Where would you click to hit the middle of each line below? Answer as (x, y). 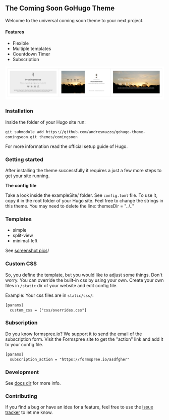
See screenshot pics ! (27, 251)
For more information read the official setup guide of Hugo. (67, 146)
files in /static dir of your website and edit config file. (61, 285)
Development (22, 372)
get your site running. (27, 176)
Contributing (21, 396)
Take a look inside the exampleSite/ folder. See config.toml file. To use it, (81, 195)
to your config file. (24, 344)
